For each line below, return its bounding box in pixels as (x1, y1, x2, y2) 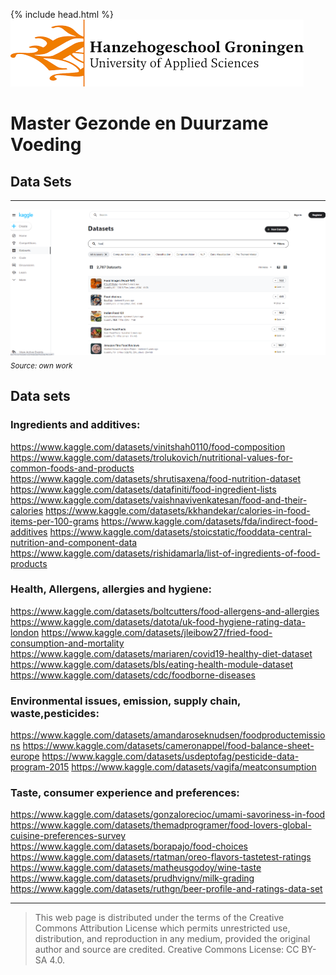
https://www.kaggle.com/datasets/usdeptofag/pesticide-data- (41, 750, 300, 763)
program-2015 (10, 761, 70, 773)
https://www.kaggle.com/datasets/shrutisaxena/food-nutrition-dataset (10, 472, 302, 484)
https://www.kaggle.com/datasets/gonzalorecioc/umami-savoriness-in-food (10, 809, 326, 821)
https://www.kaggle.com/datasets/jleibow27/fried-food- (41, 626, 273, 638)
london (10, 626, 40, 638)
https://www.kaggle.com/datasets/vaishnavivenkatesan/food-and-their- (10, 494, 308, 506)
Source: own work (10, 360, 73, 371)
